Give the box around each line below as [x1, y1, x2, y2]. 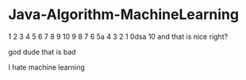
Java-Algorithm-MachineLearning [8, 6, 240, 24]
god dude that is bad [8, 47, 77, 56]
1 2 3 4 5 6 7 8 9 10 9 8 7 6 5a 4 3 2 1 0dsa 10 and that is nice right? [8, 32, 229, 41]
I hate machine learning [8, 62, 86, 72]
